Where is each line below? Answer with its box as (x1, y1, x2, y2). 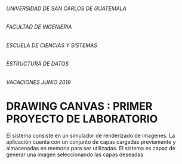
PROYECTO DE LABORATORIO (6, 112, 158, 126)
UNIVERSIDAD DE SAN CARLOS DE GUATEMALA (6, 5, 127, 12)
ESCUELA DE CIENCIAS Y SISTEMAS (6, 42, 97, 49)
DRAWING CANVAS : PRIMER (6, 100, 153, 113)
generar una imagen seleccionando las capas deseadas (6, 151, 144, 158)
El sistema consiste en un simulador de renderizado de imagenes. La (6, 132, 175, 139)
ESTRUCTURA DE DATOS (6, 60, 69, 67)
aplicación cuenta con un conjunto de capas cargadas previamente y (6, 138, 176, 146)
